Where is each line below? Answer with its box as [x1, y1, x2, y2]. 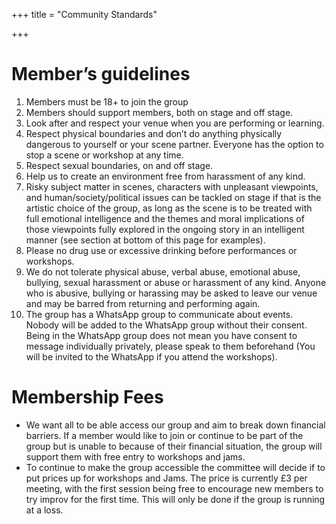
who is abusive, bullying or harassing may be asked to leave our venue [25, 287, 318, 299]
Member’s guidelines [11, 63, 191, 86]
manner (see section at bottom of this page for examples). [25, 234, 266, 246]
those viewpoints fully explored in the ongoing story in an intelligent [25, 223, 305, 235]
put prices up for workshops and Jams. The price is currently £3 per [25, 472, 308, 484]
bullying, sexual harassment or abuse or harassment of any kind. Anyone [25, 276, 327, 288]
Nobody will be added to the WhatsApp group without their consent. [25, 319, 308, 331]
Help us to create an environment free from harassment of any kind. [25, 170, 306, 182]
